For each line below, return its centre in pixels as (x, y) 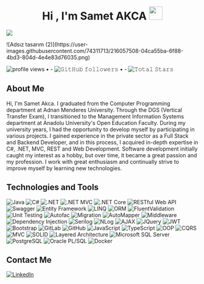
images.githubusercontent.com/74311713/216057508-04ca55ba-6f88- (95, 51)
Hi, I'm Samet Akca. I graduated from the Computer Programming (88, 103)
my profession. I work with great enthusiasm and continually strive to (93, 162)
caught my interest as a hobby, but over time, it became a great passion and (102, 155)
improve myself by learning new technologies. (64, 168)
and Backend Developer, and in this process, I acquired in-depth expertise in (102, 142)
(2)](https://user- (67, 44)
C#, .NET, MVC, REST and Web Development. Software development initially (102, 149)
